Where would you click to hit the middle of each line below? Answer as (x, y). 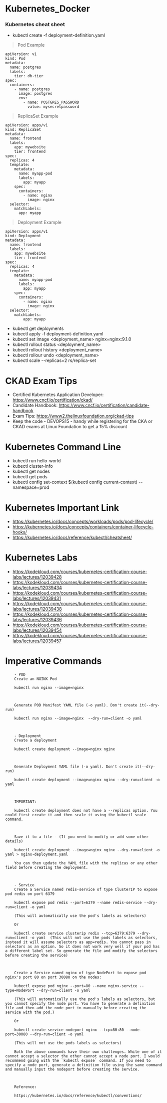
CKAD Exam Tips (41, 381)
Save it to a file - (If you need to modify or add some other (81, 837)
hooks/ (19, 532)
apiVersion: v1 (21, 54)
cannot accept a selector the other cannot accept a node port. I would (82, 1056)
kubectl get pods (30, 477)
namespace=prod (31, 487)
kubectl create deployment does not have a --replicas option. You (86, 811)
